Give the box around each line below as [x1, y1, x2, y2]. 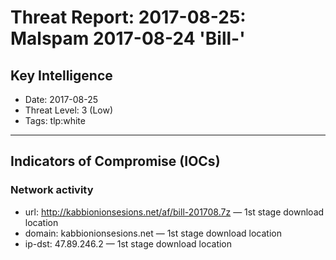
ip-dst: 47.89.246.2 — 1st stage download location [24, 237, 233, 250]
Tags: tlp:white [24, 115, 86, 126]
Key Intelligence [10, 67, 113, 84]
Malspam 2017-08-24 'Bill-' [10, 27, 246, 50]
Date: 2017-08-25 [24, 94, 99, 105]
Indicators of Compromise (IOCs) [10, 153, 221, 170]
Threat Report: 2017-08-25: [10, 6, 247, 29]
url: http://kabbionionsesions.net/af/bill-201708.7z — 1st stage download [24, 206, 325, 218]
